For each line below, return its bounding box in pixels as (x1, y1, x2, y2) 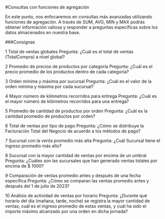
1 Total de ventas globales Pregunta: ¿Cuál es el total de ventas (5, 49, 134, 54)
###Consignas (5, 39, 36, 45)
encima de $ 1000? (5, 163, 44, 169)
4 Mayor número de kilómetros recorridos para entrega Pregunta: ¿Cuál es (5, 93, 157, 99)
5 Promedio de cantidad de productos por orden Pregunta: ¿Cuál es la (5, 108, 148, 114)
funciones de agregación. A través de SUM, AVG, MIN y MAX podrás (5, 19, 145, 25)
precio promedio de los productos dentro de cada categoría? (5, 69, 129, 75)
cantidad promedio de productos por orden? (5, 113, 95, 119)
